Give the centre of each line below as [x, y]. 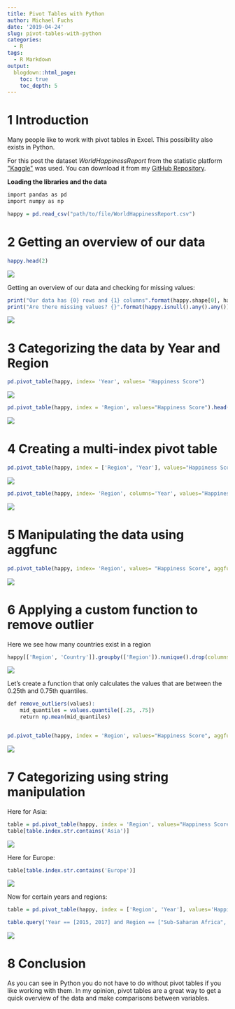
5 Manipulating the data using [96, 535]
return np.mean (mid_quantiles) [65, 717]
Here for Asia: [27, 811]
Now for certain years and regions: [57, 897]
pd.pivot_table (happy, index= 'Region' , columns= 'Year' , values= [104, 493]
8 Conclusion [47, 964]
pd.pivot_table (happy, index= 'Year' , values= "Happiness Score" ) [106, 382]
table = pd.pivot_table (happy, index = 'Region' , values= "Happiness [109, 824]
